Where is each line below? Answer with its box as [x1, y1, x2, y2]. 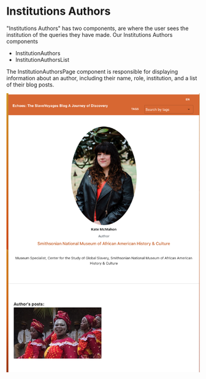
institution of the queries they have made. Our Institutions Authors [6, 31, 173, 38]
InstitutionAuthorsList [15, 56, 69, 63]
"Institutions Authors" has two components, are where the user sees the [6, 25, 189, 32]
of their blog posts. [6, 81, 55, 88]
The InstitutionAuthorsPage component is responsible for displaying [6, 67, 178, 75]
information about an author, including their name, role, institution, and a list [6, 74, 197, 82]
